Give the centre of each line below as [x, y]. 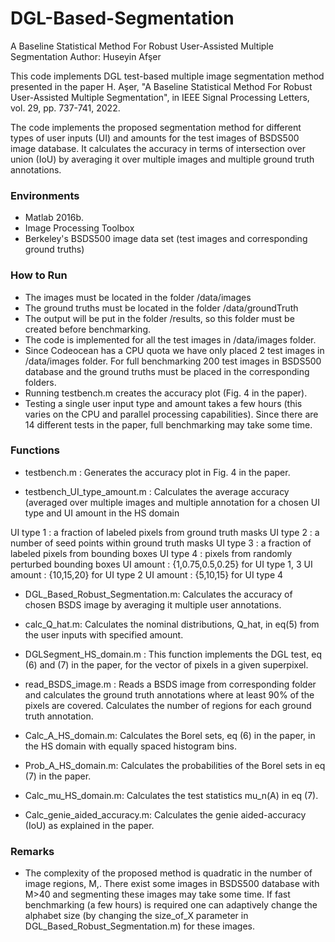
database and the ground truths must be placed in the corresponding [167, 371]
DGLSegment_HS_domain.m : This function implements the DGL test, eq [173, 654]
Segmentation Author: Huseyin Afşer [86, 56]
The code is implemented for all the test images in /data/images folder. [170, 339]
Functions [35, 450]
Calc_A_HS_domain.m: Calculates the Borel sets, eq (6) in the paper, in [170, 735]
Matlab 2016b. [54, 218]
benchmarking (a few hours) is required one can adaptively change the [171, 905]
